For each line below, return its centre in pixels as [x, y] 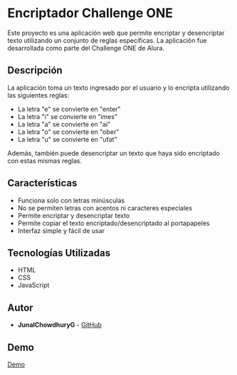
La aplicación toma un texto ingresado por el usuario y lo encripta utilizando [118, 88]
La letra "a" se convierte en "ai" [64, 124]
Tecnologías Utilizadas [59, 253]
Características [42, 183]
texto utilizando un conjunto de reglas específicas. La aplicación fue [107, 40]
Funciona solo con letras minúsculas [71, 200]
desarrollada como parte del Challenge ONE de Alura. [86, 48]
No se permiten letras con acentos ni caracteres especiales [105, 207]
